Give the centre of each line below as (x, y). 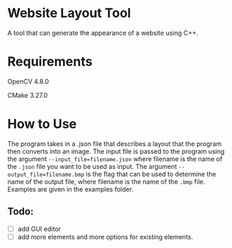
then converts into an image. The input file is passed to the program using (116, 151)
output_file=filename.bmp (46, 175)
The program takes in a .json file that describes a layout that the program (115, 143)
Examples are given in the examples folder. (70, 189)
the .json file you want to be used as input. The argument (92, 166)
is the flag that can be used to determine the (151, 174)
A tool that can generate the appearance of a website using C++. (103, 33)
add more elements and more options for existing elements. (105, 237)
